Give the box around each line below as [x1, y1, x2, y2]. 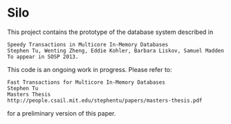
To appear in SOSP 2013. [7, 53, 79, 60]
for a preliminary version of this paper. [7, 109, 116, 117]
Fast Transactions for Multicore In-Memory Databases [7, 78, 166, 86]
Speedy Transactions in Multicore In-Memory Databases [7, 41, 169, 48]
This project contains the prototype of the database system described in [7, 28, 214, 36]
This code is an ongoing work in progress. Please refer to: [7, 65, 172, 73]
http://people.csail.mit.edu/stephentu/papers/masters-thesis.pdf [7, 97, 203, 104]
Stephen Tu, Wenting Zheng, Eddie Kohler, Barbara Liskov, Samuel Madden [7, 47, 225, 54]
